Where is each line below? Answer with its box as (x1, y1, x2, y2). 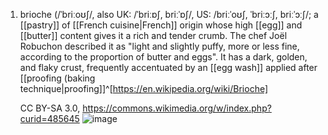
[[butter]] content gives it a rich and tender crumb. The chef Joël (19, 30, 288, 41)
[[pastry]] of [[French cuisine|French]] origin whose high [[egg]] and (19, 19, 303, 31)
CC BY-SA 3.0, (19, 102, 81, 114)
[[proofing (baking (19, 72, 96, 84)
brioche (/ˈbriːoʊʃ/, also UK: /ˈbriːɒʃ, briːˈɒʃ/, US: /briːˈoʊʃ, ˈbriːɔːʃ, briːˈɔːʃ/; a (19, 9, 319, 20)
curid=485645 (19, 113, 80, 124)
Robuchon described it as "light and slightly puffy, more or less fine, (19, 40, 300, 52)
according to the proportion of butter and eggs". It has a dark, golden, (19, 51, 308, 63)
